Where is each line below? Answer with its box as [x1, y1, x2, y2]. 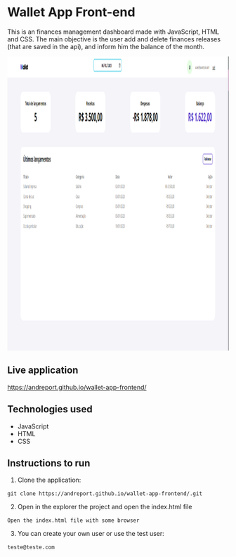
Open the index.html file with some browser [7, 517, 140, 524]
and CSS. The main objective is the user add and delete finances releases [7, 34, 221, 43]
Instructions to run [7, 457, 91, 469]
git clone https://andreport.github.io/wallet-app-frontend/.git [7, 490, 202, 497]
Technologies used [7, 403, 93, 415]
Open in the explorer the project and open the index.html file [17, 503, 192, 511]
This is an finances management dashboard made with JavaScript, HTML [7, 27, 220, 36]
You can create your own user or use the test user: [17, 530, 165, 538]
